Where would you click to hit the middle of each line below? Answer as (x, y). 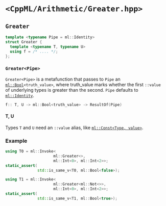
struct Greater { (24, 42)
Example (16, 141)
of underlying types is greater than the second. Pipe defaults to (72, 90)
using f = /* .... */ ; (34, 51)
